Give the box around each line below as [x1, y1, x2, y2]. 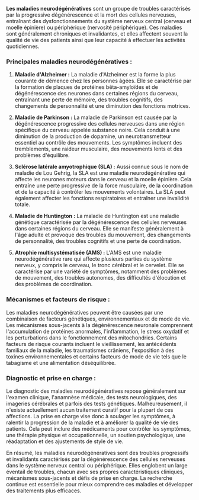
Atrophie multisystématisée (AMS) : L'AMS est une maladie [14, 249, 162, 257]
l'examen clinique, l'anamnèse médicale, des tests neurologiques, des [6, 393, 177, 400]
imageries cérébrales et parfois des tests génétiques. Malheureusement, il [6, 400, 188, 407]
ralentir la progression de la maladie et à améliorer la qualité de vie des [6, 419, 179, 426]
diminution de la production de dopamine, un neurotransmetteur [14, 133, 172, 140]
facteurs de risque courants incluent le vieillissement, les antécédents [6, 340, 176, 347]
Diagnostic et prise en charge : [6, 374, 97, 382]
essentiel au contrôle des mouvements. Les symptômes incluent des [14, 139, 182, 146]
